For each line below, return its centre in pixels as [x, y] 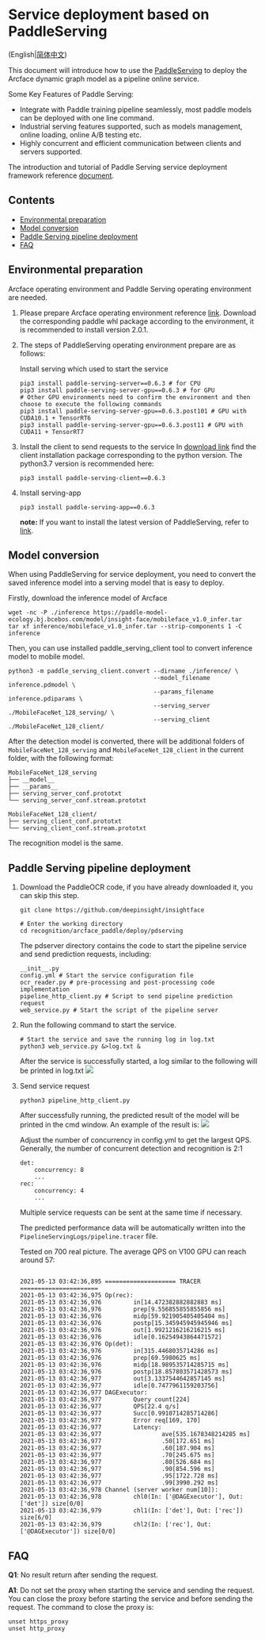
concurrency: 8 [59, 1170]
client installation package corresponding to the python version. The [131, 455]
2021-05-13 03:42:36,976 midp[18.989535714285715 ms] [124, 1365]
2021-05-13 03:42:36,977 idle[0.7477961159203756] [119, 1386]
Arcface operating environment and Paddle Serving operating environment [130, 289]
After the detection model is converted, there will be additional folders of [127, 741]
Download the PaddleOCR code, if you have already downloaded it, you [136, 887]
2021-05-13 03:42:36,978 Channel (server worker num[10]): [119, 1490]
